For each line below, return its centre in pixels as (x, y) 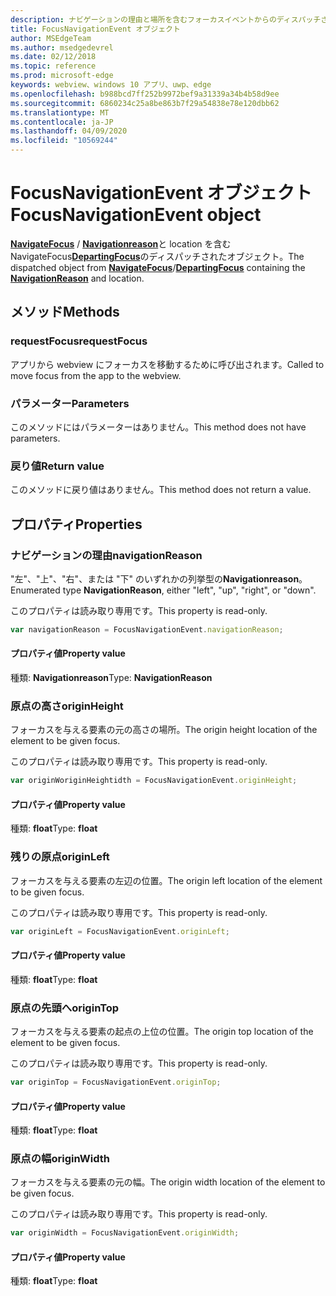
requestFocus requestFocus (79, 341)
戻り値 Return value (57, 466)
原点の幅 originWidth (60, 1159)
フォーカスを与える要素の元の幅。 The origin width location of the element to (168, 1182)
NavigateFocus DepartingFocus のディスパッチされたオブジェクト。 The (157, 256)
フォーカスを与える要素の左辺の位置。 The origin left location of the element (166, 880)
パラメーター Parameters (70, 403)
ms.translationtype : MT (60, 112)
